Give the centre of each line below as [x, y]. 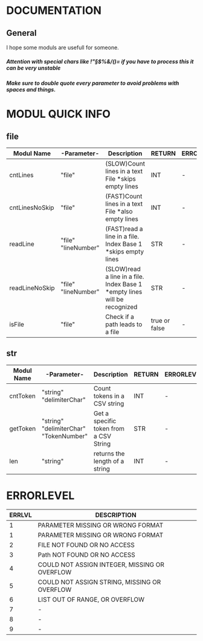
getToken [23, 428]
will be [114, 299]
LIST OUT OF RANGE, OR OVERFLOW [91, 599]
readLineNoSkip [32, 287]
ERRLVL [21, 515]
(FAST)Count [124, 196]
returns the [109, 454]
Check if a [120, 317]
